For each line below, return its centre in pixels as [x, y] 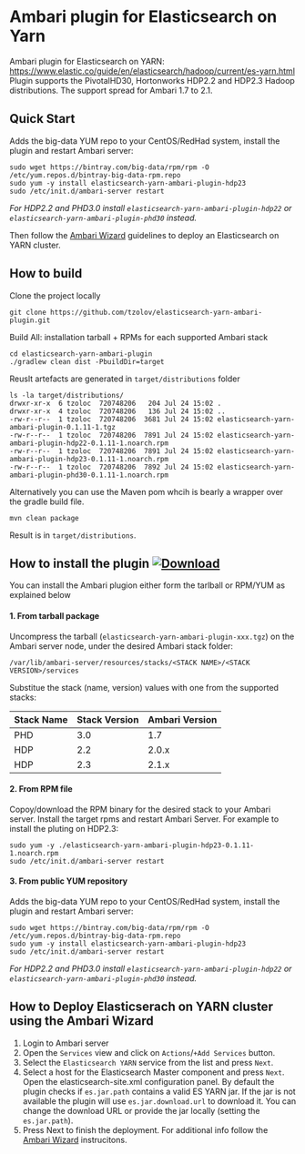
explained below [40, 595]
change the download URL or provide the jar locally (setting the [142, 1110]
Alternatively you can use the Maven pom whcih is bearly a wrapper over [147, 491]
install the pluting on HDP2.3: [64, 828]
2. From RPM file [41, 789]
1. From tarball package [55, 615]
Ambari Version [183, 719]
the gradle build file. [47, 501]
